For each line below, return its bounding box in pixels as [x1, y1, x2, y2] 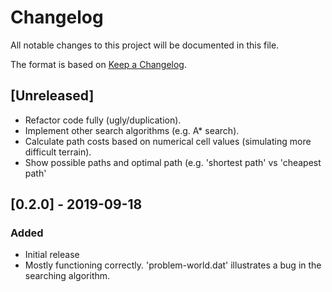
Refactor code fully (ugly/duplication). [24, 114, 182, 126]
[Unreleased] [10, 87, 95, 105]
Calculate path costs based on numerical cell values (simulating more [24, 135, 312, 147]
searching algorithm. [24, 270, 111, 282]
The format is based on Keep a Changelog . [10, 58, 187, 70]
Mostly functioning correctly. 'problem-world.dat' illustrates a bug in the [24, 259, 322, 271]
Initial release [24, 249, 80, 261]
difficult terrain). [24, 146, 92, 158]
